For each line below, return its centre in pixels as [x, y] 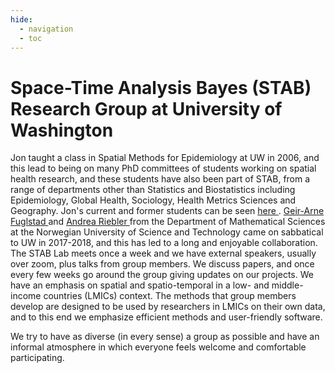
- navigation [46, 29]
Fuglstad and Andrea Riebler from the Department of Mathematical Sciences [168, 222]
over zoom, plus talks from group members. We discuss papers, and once [162, 264]
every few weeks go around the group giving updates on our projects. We [162, 275]
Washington [62, 130]
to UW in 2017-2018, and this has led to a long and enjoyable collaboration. [164, 243]
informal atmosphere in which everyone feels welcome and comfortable [158, 347]
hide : [21, 19]
